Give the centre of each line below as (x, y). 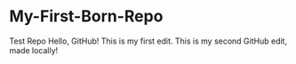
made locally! (34, 50)
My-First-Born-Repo (86, 16)
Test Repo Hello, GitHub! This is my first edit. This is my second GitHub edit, (148, 41)
